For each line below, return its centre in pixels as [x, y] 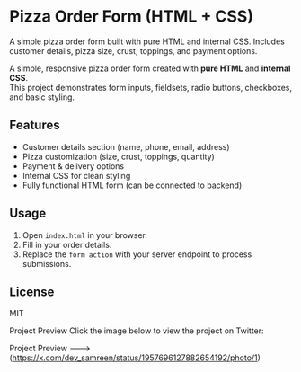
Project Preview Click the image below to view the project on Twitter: [137, 331]
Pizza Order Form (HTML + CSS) [132, 17]
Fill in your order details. [67, 244]
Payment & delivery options [73, 166]
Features [35, 125]
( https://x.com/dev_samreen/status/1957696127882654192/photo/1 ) [135, 358]
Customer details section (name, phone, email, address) [126, 146]
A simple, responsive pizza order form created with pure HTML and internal [150, 68]
